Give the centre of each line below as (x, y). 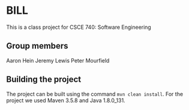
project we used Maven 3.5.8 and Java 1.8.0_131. (66, 100)
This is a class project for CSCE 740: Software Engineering (79, 27)
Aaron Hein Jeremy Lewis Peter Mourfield (58, 60)
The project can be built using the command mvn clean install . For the (95, 94)
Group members (37, 46)
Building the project (44, 80)
